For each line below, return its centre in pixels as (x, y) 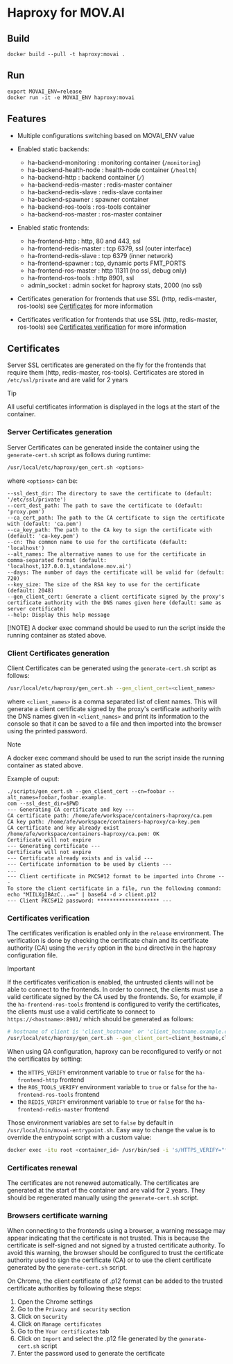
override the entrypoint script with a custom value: (79, 1137)
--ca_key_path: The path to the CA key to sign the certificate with (110, 530)
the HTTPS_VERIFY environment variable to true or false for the (106, 1072)
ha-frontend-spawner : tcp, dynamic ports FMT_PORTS (107, 263)
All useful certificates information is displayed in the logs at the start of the (114, 407)
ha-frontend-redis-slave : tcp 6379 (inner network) (100, 255)
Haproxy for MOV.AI (66, 13)
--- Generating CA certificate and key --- (71, 810)
